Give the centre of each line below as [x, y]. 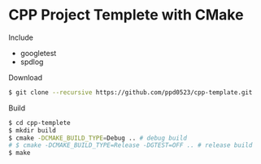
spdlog [32, 62]
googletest [38, 53]
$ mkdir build [33, 130]
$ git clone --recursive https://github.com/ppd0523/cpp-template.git [130, 92]
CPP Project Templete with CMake [126, 15]
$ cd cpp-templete [39, 123]
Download [26, 77]
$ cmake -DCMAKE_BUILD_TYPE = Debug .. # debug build [98, 138]
